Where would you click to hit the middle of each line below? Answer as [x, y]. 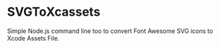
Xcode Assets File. [33, 38]
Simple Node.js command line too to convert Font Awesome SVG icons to [110, 31]
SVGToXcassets [54, 12]
